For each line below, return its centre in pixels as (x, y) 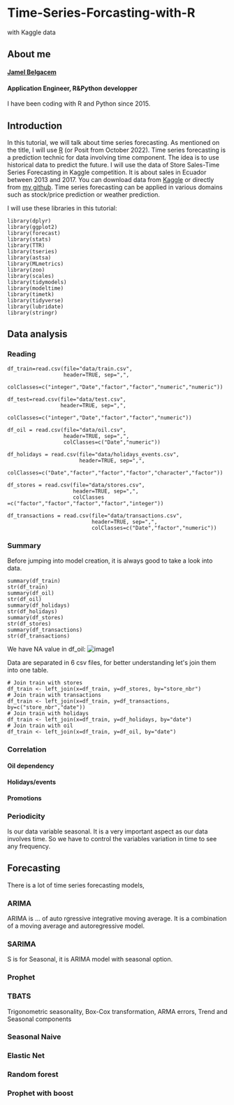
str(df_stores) (29, 624)
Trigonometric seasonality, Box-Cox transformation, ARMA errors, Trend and (117, 1011)
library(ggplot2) (32, 227)
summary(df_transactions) (45, 630)
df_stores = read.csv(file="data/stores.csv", (76, 485)
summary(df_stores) (36, 617)
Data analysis (37, 334)
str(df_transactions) (39, 636)
